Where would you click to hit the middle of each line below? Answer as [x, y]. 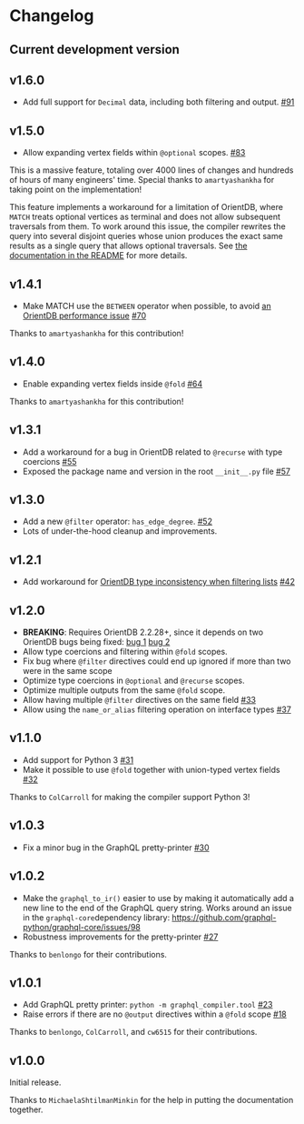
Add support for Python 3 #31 [78, 759]
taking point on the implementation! [76, 190]
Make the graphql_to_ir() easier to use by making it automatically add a [158, 898]
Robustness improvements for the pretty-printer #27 [120, 937]
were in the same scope [67, 671]
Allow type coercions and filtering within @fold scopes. [125, 652]
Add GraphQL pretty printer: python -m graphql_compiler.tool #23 [147, 1005]
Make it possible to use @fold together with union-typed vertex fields [151, 769]
